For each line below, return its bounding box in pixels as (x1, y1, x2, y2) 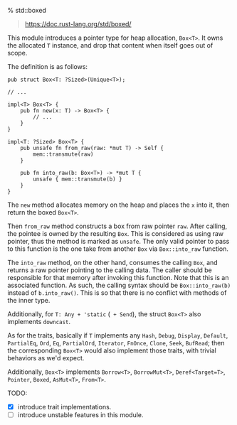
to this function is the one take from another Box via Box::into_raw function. (7, 244, 229, 253)
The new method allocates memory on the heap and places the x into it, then (7, 200, 230, 209)
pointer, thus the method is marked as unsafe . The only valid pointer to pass (7, 237, 230, 245)
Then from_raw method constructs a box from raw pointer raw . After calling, (7, 222, 228, 230)
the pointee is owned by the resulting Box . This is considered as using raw (7, 230, 224, 237)
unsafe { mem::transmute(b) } (33, 176, 122, 183)
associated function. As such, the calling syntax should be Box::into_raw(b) (7, 281, 231, 289)
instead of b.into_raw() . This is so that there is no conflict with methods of (7, 289, 227, 297)
